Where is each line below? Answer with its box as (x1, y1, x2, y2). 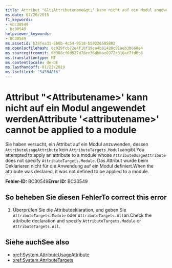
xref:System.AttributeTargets (12, 257, 74, 263)
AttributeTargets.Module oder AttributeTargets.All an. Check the (12, 212, 152, 218)
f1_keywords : (5, 17, 33, 22)
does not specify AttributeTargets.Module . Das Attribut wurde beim (5, 157, 148, 163)
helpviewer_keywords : (5, 31, 52, 36)
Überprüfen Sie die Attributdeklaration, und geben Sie (12, 207, 126, 213)
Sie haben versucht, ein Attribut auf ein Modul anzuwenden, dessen (5, 141, 148, 147)
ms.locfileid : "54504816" (5, 70, 60, 75)
